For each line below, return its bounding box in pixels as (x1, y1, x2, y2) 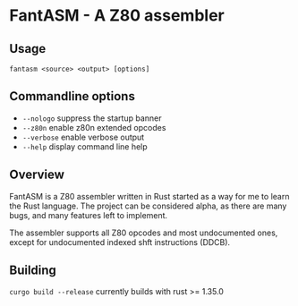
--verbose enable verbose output (21, 132, 145, 142)
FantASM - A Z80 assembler (9, 5, 226, 26)
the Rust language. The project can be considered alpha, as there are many (9, 200, 287, 211)
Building (9, 263, 56, 278)
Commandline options (9, 89, 136, 104)
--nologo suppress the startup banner (21, 113, 163, 123)
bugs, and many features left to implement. (9, 209, 168, 220)
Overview (9, 167, 65, 183)
